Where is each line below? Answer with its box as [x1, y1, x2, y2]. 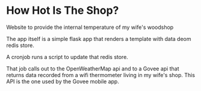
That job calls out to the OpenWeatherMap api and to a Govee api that [6, 64, 179, 72]
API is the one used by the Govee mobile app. [6, 78, 119, 85]
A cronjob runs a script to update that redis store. [6, 53, 128, 60]
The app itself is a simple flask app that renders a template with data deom [6, 35, 191, 42]
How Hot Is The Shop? [6, 4, 119, 17]
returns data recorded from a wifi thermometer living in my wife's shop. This [6, 71, 196, 78]
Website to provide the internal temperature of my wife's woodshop [6, 24, 174, 31]
